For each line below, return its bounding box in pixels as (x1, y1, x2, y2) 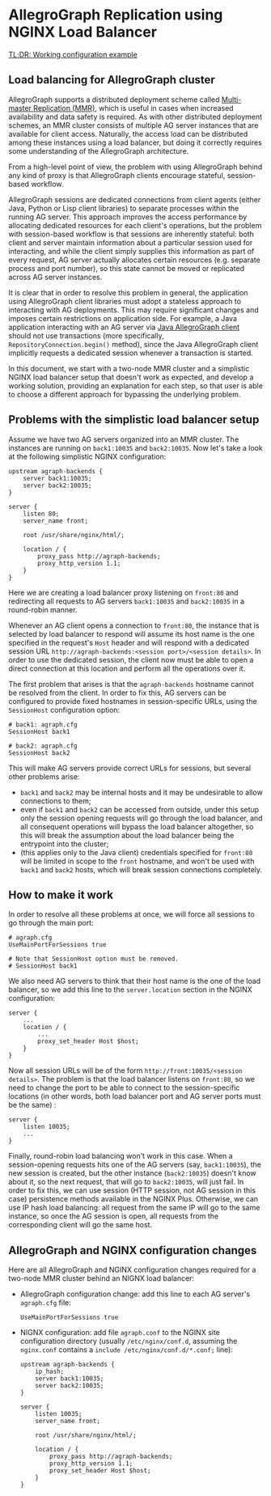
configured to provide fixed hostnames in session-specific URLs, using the (8, 696, 257, 706)
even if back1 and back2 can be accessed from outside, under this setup (19, 804, 260, 814)
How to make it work (8, 888, 113, 901)
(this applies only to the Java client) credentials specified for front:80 (19, 847, 253, 857)
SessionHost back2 (8, 748, 70, 757)
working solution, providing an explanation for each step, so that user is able (8, 380, 263, 390)
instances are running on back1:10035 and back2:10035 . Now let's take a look (8, 443, 263, 452)
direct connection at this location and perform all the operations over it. (8, 663, 246, 673)
